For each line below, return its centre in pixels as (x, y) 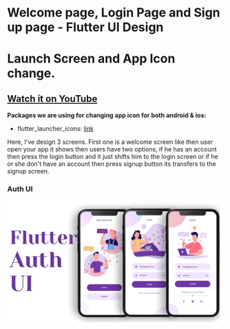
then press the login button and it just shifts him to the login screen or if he (113, 157)
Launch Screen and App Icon (91, 59)
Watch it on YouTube (52, 99)
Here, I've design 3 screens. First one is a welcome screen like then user (110, 142)
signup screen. (28, 171)
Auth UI (20, 189)
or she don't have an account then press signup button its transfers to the (112, 164)
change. (31, 73)
